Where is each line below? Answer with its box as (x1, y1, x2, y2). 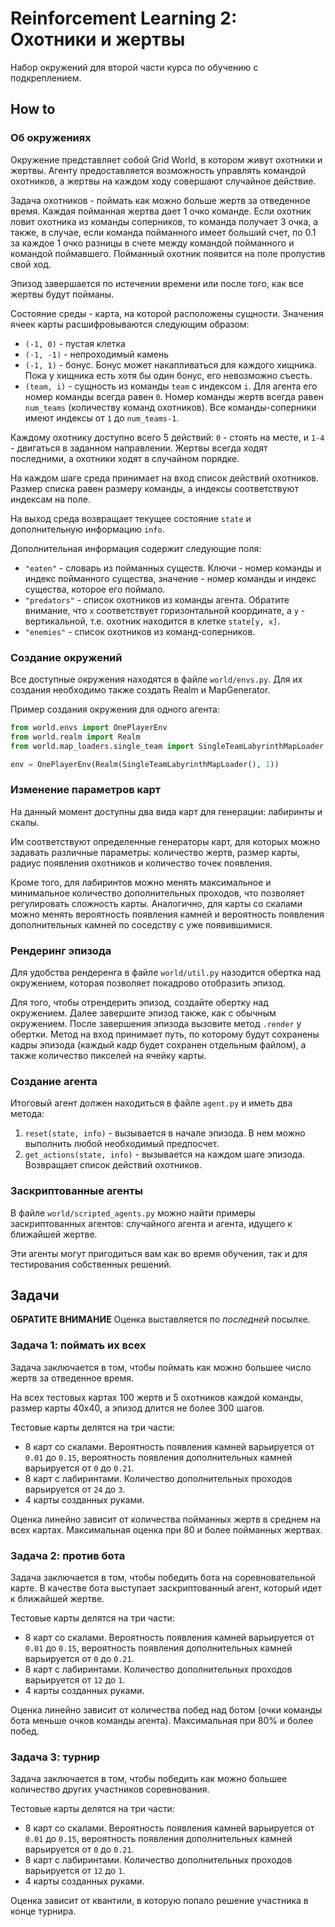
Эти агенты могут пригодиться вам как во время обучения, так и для (10, 1247, 308, 1259)
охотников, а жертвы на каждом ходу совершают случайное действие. (10, 175, 317, 187)
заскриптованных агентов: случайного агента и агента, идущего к (10, 1217, 293, 1229)
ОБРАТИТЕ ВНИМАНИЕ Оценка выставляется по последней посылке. (10, 1313, 311, 1326)
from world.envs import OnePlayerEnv (10, 722, 168, 732)
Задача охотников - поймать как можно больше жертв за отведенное (10, 194, 311, 206)
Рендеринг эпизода (10, 943, 112, 957)
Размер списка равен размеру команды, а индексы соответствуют (10, 482, 299, 494)
